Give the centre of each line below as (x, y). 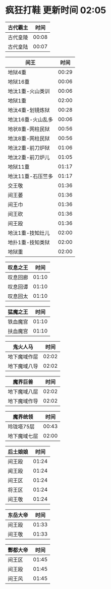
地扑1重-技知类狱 (29, 242)
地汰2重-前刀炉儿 (29, 157)
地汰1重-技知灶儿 (29, 233)
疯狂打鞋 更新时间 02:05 (56, 10)
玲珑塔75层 (21, 426)
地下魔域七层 (23, 436)
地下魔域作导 (23, 401)
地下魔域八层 (23, 391)
